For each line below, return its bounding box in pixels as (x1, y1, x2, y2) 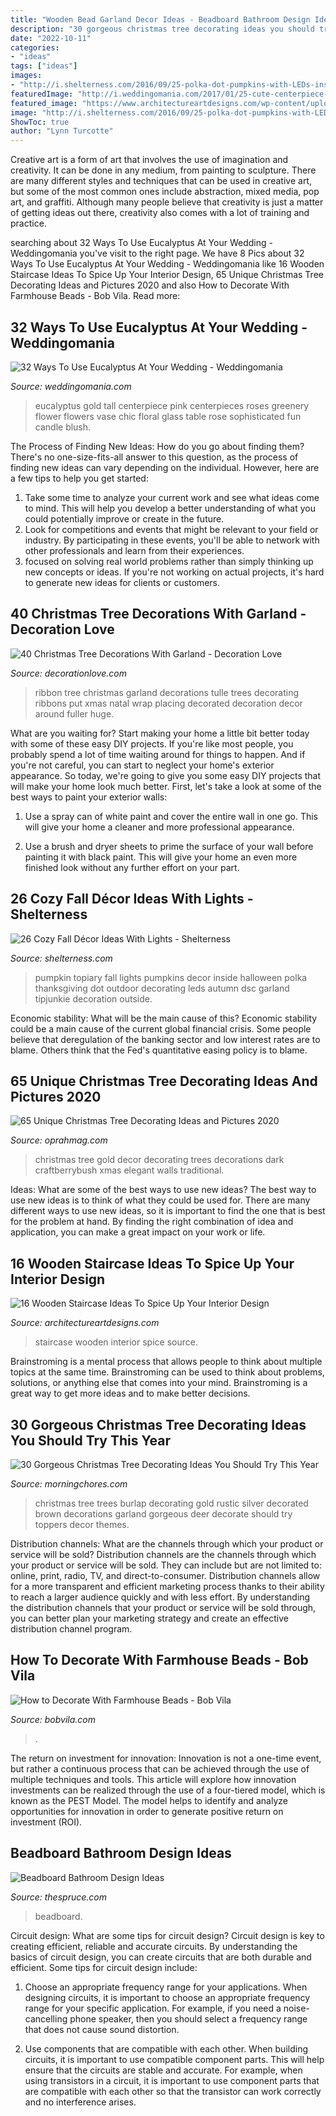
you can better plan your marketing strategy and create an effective (10, 1612, 289, 1624)
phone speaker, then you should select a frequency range (69, 2012, 308, 2025)
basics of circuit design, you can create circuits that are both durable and (10, 1951, 312, 1963)
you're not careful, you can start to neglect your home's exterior (10, 759, 275, 771)
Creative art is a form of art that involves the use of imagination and (10, 154, 289, 166)
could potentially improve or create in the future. (24, 512, 225, 525)
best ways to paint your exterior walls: (10, 791, 168, 803)
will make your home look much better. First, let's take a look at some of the (10, 780, 322, 792)
